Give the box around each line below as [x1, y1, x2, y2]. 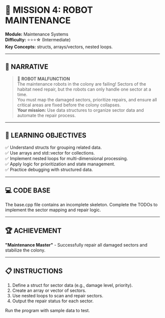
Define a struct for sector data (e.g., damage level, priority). [12, 283, 133, 288]
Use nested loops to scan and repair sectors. [12, 293, 104, 298]
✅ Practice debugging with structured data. [5, 166, 93, 172]
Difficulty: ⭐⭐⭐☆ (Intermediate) [5, 36, 71, 42]
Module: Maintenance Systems [5, 31, 69, 37]
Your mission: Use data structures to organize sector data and [17, 107, 144, 113]
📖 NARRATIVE [5, 63, 49, 71]
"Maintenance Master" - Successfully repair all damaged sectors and [5, 242, 148, 248]
